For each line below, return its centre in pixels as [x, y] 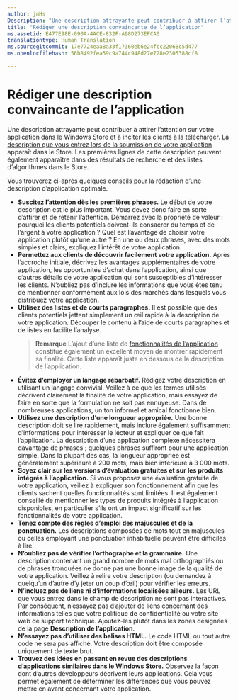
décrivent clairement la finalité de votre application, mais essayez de [118, 395]
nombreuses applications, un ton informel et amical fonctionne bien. [117, 410]
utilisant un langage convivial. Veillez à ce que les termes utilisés [112, 388]
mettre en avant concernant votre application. [84, 689]
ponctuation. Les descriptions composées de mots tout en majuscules [121, 530]
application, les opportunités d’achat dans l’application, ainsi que [112, 269]
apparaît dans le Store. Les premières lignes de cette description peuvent [114, 152]
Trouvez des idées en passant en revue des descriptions [102, 658]
